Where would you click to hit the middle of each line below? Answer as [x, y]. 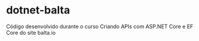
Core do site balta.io [31, 32]
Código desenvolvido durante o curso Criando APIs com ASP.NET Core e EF [100, 26]
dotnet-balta [38, 10]
